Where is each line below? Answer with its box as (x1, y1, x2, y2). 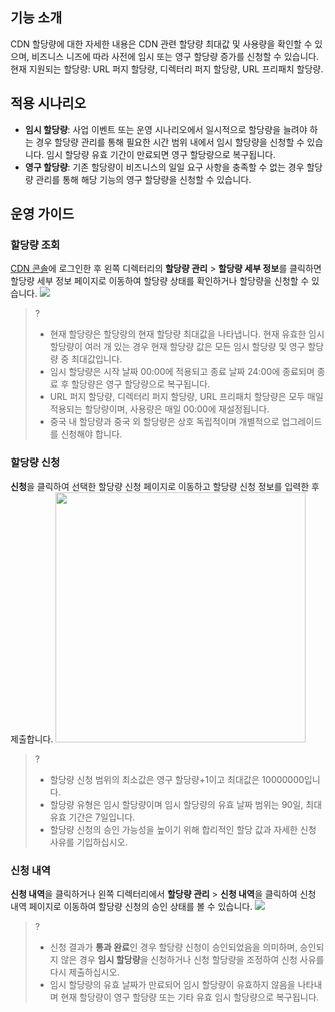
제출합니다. (10, 733, 54, 745)
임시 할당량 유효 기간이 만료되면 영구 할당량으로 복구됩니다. (46, 148, 277, 160)
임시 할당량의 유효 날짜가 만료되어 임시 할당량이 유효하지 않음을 (49, 978, 296, 990)
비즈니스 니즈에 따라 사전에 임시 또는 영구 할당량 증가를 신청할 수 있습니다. (31, 50, 320, 62)
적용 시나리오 (10, 95, 87, 112)
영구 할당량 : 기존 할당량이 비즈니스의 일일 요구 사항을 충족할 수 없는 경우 (24, 161, 305, 173)
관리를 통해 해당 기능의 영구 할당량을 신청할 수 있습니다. (35, 173, 252, 185)
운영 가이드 (10, 206, 75, 223)
